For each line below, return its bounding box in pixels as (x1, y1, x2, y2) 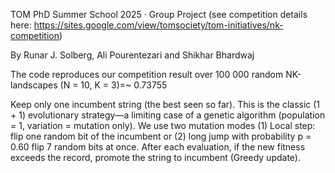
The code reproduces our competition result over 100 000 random (10, 69, 284, 80)
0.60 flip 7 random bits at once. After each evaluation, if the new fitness (10, 141, 306, 153)
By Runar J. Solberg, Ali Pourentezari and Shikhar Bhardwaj (10, 49, 255, 61)
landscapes (10, 79, 58, 91)
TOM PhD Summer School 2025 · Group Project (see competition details (10, 9, 308, 20)
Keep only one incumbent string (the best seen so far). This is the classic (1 (10, 99, 321, 110)
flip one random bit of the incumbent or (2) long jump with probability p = (10, 130, 312, 142)
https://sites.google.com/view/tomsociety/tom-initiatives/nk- (33, 19, 284, 31)
